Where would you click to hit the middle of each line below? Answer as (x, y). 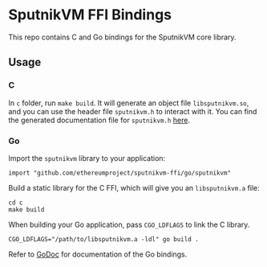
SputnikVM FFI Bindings (90, 15)
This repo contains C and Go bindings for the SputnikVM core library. (122, 37)
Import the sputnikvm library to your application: (87, 158)
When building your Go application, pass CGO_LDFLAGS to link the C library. (129, 224)
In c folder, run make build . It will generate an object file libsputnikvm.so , (129, 103)
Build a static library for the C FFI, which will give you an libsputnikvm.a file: (134, 187)
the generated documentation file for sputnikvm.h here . (99, 120)
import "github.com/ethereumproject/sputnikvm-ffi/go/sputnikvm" (119, 173)
